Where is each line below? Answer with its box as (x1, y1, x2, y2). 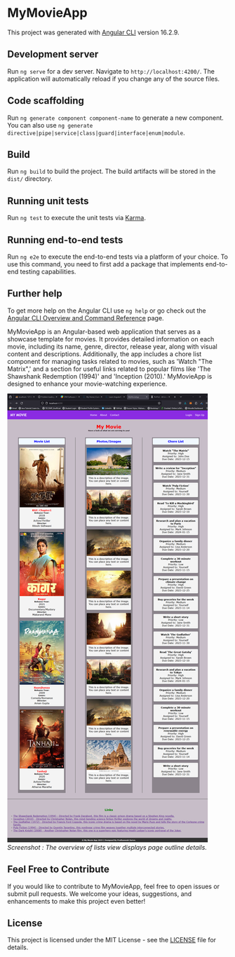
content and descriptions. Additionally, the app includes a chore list (7, 349, 202, 358)
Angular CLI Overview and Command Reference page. (7, 313, 164, 322)
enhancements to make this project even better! (7, 897, 146, 905)
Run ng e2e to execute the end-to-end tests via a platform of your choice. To (7, 252, 229, 261)
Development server (7, 48, 99, 60)
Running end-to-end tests (7, 233, 123, 246)
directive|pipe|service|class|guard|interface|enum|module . (7, 128, 185, 137)
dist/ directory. (7, 175, 53, 183)
